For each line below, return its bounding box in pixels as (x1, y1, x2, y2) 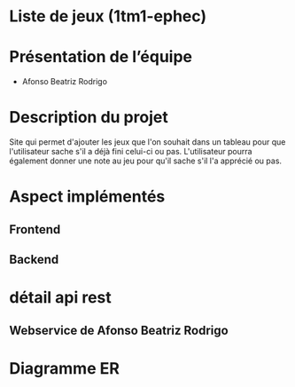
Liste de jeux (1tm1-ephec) (9, 6, 206, 27)
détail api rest (9, 288, 113, 308)
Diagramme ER (9, 358, 120, 378)
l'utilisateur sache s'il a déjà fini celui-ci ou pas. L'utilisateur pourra (9, 146, 252, 157)
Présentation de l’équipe (9, 47, 193, 67)
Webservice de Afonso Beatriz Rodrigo (9, 322, 229, 338)
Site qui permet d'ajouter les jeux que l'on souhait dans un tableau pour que (9, 137, 286, 147)
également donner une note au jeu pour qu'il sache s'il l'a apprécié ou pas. (9, 155, 282, 166)
